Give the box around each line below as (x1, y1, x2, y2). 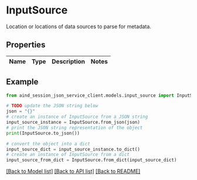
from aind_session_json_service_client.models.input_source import (6, 92, 175, 99)
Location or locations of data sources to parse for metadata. (6, 23, 151, 30)
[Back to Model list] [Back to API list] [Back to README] (6, 168, 141, 175)
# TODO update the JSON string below (6, 103, 98, 109)
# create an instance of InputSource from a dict (6, 152, 130, 158)
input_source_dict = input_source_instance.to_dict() (6, 146, 141, 152)
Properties (6, 40, 46, 50)
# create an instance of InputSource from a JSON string (6, 114, 148, 120)
